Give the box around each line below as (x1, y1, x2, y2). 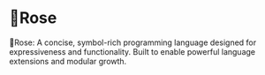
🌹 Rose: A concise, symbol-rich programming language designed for (9, 37, 257, 48)
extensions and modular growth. (9, 56, 127, 66)
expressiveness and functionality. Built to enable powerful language (9, 46, 256, 56)
